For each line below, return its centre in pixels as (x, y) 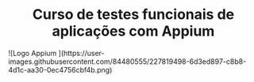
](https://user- (81, 53)
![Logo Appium (33, 53)
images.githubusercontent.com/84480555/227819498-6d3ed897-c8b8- (127, 61)
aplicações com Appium (133, 31)
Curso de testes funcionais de (133, 15)
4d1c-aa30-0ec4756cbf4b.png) (60, 69)
